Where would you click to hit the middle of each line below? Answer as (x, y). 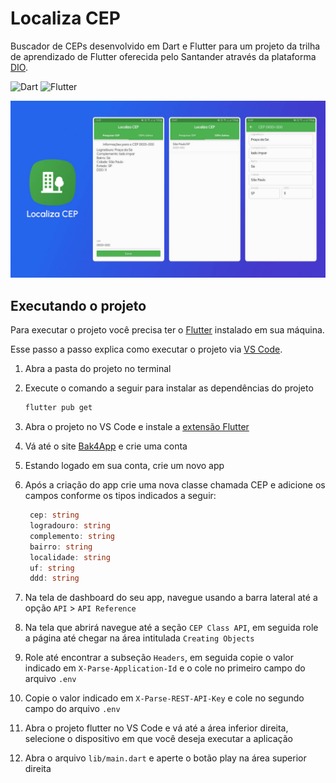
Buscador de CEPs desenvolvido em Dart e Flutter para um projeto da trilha (165, 46)
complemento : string (72, 536)
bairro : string (61, 547)
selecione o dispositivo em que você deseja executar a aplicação (158, 739)
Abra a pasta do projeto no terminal (98, 369)
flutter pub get (58, 408)
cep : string (54, 515)
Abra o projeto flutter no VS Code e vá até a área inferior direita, (156, 728)
